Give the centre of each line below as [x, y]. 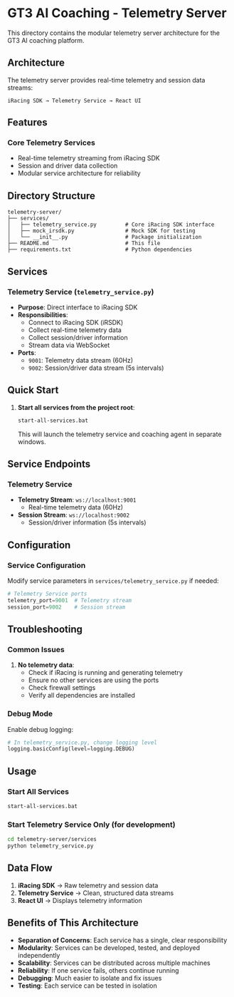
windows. [32, 441]
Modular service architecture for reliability [79, 173]
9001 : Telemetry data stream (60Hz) [81, 360]
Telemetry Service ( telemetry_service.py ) [81, 291]
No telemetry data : [46, 665]
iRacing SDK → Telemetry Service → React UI [74, 100]
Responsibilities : [43, 314]
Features [27, 123]
